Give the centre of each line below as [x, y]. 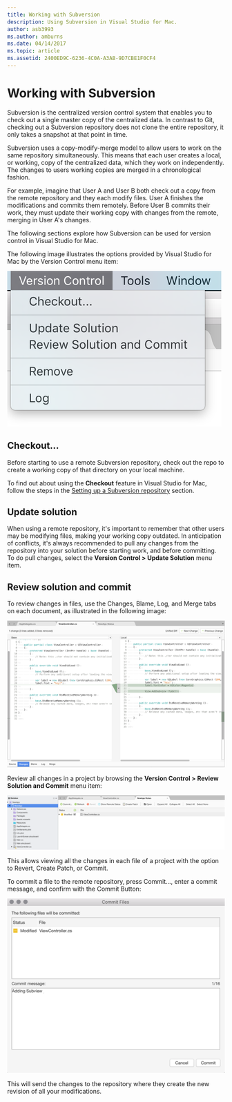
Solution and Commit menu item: [55, 786]
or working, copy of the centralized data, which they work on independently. [116, 162]
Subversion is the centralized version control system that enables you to [110, 112]
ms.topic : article [33, 51]
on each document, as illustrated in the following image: [87, 611]
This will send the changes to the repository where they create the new [108, 1083]
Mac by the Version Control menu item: [63, 261]
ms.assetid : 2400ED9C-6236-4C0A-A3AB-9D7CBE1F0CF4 [81, 59]
